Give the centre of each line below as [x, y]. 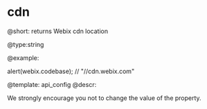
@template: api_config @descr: [52, 84]
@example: [23, 58]
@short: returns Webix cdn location [58, 31]
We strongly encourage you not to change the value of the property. [105, 98]
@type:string [26, 44]
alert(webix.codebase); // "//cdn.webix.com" [71, 71]
